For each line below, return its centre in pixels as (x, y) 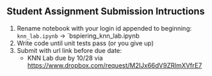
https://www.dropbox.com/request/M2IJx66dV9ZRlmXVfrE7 (114, 65)
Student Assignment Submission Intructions (106, 12)
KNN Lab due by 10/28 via (65, 58)
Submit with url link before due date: (69, 50)
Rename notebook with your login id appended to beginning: (104, 28)
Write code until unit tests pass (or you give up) (85, 43)
